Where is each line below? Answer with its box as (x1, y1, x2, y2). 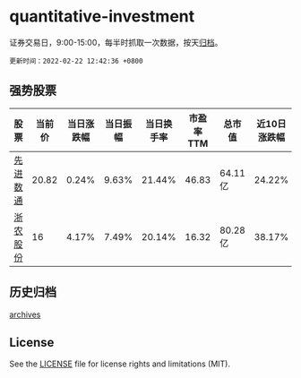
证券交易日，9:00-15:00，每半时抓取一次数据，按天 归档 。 (9, 37, 223, 47)
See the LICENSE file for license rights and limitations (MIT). (9, 358, 231, 369)
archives (9, 309, 41, 320)
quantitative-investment (9, 6, 195, 27)
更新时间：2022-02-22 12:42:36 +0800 (9, 56, 143, 65)
